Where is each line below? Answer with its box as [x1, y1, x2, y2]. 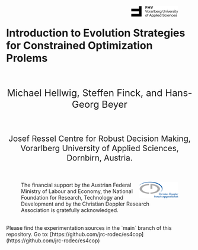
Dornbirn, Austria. [66, 152, 133, 163]
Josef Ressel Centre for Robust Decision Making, [8, 133, 191, 143]
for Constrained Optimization [6, 39, 153, 53]
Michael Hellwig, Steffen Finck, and [7, 86, 163, 99]
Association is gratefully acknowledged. [21, 207, 119, 214]
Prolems [6, 52, 48, 65]
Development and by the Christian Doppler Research [21, 200, 149, 207]
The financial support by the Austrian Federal [21, 181, 132, 189]
